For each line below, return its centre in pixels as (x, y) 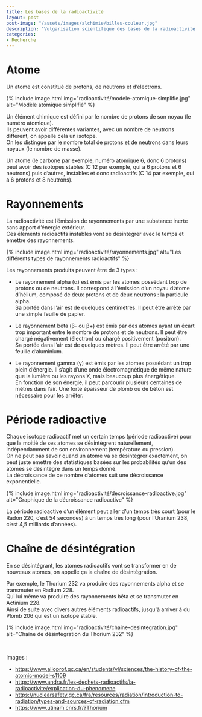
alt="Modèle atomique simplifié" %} (51, 105)
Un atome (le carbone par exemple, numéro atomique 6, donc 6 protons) (96, 160)
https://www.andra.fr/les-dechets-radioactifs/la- (75, 682)
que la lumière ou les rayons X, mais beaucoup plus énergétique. (96, 376)
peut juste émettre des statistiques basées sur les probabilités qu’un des (96, 462)
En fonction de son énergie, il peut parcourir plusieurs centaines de (99, 382)
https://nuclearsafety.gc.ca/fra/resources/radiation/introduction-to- (99, 695)
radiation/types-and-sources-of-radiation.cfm (72, 701)
